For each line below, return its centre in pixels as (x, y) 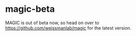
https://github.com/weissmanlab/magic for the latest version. (68, 28)
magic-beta (30, 9)
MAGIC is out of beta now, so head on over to (52, 23)
